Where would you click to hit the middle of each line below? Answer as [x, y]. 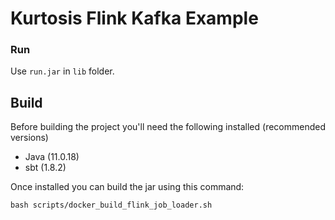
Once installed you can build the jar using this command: [127, 187]
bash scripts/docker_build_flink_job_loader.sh [111, 205]
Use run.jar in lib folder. [62, 71]
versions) [29, 138]
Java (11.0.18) [52, 157]
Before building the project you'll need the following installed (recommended [168, 127]
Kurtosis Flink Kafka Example [134, 18]
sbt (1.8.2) [45, 168]
